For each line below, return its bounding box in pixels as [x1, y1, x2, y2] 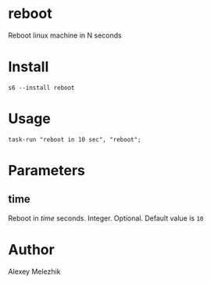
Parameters [8, 162, 86, 179]
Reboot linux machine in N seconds [8, 31, 123, 40]
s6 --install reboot [8, 84, 76, 92]
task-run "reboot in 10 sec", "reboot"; [8, 135, 142, 143]
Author [8, 241, 55, 258]
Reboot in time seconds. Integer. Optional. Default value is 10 [8, 213, 204, 223]
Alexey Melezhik [8, 267, 61, 276]
